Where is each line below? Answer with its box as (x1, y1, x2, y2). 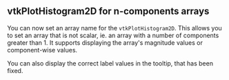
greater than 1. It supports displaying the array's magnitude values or (7, 38, 203, 47)
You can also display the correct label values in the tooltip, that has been (7, 59, 214, 68)
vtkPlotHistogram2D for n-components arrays (7, 6, 210, 17)
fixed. (7, 66, 23, 74)
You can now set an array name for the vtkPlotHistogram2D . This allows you (7, 23, 222, 32)
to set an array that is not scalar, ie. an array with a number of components (7, 31, 219, 39)
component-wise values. (7, 46, 78, 54)
